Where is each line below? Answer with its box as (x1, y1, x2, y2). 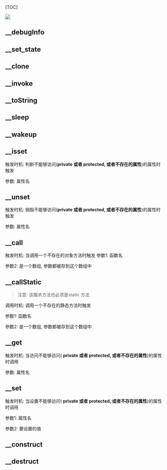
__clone (5, 62, 29, 71)
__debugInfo (5, 28, 45, 37)
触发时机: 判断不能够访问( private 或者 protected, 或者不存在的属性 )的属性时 (5, 161, 161, 167)
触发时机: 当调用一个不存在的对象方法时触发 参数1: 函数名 (5, 252, 123, 258)
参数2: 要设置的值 (5, 425, 41, 431)
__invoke (5, 79, 33, 88)
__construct (5, 440, 43, 448)
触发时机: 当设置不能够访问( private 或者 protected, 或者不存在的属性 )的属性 (5, 398, 162, 404)
